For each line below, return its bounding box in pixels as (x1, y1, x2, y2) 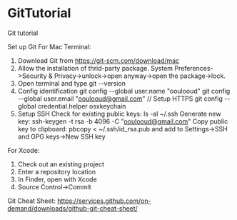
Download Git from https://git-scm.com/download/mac (17, 56, 180, 65)
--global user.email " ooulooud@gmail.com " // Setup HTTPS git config (17, 94, 223, 103)
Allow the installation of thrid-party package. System (17, 64, 173, 72)
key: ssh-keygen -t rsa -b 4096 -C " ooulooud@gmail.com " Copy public (17, 116, 228, 126)
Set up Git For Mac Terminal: (7, 42, 91, 51)
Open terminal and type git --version (17, 79, 126, 87)
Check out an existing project (17, 159, 105, 169)
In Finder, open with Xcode (17, 175, 98, 184)
